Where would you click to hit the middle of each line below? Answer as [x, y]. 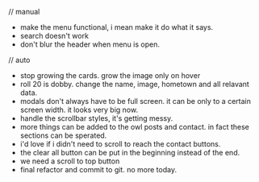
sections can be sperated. [63, 135]
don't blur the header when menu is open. [90, 44]
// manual [24, 12]
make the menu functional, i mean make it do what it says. [117, 27]
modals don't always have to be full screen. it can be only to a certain [136, 101]
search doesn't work [54, 36]
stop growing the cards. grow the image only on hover [110, 75]
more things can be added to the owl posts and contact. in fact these [135, 127]
